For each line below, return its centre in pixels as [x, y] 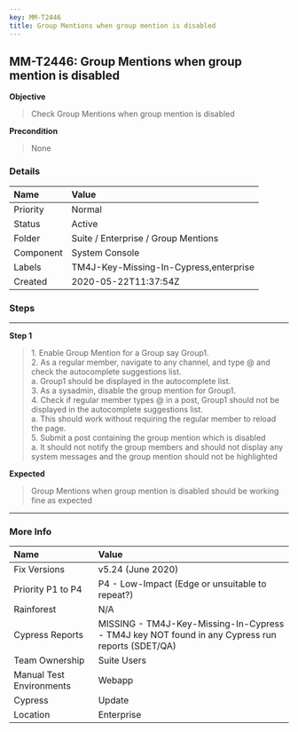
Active [85, 224]
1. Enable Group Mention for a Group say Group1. [120, 352]
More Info [31, 531]
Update [114, 700]
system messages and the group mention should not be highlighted [154, 456]
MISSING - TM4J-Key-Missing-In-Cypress [191, 624]
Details [25, 171]
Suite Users [122, 660]
